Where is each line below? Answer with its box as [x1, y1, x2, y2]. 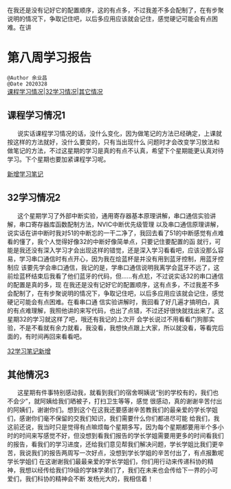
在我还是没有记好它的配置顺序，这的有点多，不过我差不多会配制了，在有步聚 [7, 6, 224, 14]
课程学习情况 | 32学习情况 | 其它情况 [7, 87, 103, 95]
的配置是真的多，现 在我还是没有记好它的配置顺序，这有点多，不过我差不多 [7, 280, 220, 288]
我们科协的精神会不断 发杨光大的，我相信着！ [25, 475, 153, 483]
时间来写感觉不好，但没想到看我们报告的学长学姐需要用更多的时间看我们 [19, 432, 224, 440]
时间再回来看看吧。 [30, 332, 86, 340]
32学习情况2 [7, 192, 61, 203]
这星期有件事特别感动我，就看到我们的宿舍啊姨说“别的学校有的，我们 [16, 388, 213, 397]
